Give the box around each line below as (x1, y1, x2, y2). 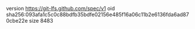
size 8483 (29, 17, 54, 24)
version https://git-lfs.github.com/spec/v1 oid (6, 5, 115, 12)
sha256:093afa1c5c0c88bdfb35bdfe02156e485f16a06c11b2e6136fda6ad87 (6, 11, 189, 18)
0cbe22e (6, 17, 28, 24)
